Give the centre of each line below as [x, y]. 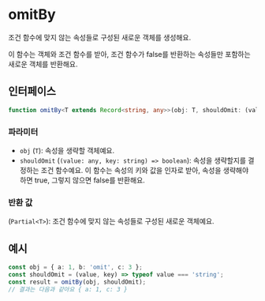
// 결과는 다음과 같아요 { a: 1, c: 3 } [68, 289]
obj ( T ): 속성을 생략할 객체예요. [67, 150]
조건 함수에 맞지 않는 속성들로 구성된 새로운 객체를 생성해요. [100, 37]
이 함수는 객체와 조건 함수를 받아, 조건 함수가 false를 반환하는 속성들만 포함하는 [129, 54]
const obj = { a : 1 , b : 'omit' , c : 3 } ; [76, 267]
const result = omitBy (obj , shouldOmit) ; [77, 282]
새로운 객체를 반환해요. [43, 64]
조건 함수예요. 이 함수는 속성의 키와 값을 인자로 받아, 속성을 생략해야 [145, 170]
